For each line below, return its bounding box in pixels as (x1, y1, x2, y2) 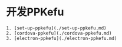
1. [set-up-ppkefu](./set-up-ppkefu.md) (6, 25, 107, 31)
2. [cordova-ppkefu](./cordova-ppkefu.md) (6, 30, 112, 36)
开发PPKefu (6, 5, 64, 19)
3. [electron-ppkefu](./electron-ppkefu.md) (6, 35, 117, 41)
